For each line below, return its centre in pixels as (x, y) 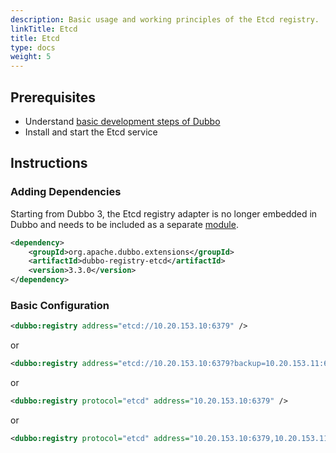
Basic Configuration (60, 305)
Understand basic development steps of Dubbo (122, 121)
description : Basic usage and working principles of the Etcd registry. (165, 19)
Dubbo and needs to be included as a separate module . (124, 224)
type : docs (33, 47)
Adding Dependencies (66, 192)
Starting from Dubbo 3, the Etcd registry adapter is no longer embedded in (164, 213)
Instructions (49, 163)
